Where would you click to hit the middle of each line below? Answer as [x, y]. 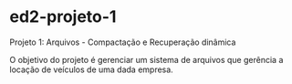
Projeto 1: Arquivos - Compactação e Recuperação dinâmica [123, 42]
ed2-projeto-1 [63, 17]
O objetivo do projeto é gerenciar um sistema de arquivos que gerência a [146, 59]
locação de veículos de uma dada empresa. [91, 69]
